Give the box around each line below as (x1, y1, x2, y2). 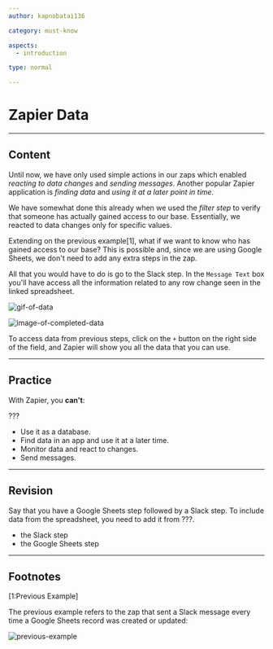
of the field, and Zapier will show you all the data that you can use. (8, 342, 231, 352)
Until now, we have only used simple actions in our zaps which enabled (8, 169, 247, 179)
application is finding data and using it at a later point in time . (8, 186, 214, 196)
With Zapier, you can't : (8, 395, 85, 405)
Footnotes (8, 569, 61, 583)
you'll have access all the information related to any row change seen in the (8, 278, 262, 287)
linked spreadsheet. (8, 286, 75, 296)
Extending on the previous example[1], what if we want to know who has (8, 235, 250, 245)
